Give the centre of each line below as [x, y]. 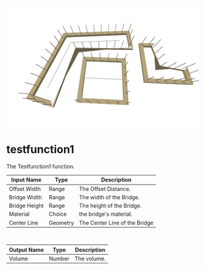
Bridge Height [26, 206]
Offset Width [25, 189]
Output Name [26, 250]
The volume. [90, 258]
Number [59, 258]
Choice [58, 214]
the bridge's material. [106, 214]
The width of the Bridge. [110, 197]
